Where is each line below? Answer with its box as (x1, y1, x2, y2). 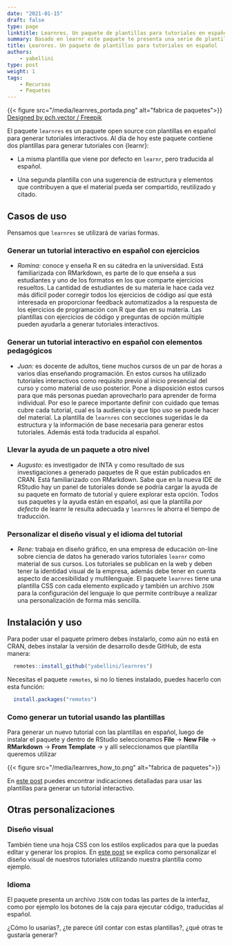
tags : (7, 74, 23, 81)
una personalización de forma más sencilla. (17, 597, 142, 605)
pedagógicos (7, 346, 52, 356)
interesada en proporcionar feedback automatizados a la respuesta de (17, 298, 217, 307)
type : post (7, 61, 39, 68)
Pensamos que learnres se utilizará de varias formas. (7, 229, 160, 237)
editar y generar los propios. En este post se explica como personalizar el (7, 847, 216, 856)
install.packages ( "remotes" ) (13, 695, 97, 703)
